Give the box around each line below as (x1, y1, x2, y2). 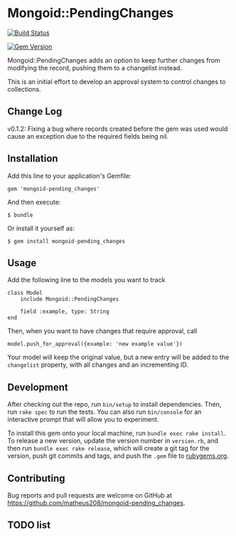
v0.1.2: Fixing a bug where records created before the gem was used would (7, 124, 228, 133)
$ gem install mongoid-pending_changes (7, 237, 126, 245)
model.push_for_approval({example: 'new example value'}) (7, 341, 183, 348)
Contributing (7, 472, 65, 484)
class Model (7, 289, 43, 296)
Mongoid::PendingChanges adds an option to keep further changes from (7, 55, 220, 65)
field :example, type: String (20, 308, 110, 316)
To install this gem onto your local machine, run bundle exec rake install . (7, 429, 226, 438)
